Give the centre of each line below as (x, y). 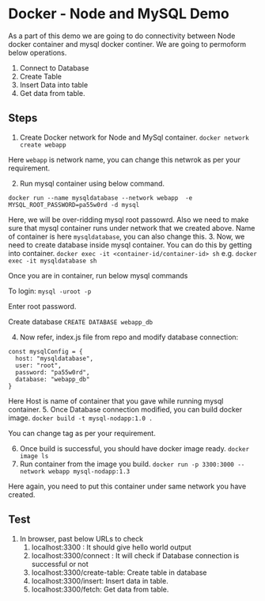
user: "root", (38, 366)
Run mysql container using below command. (92, 183)
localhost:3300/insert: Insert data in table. (100, 580)
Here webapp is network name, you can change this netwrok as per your (125, 159)
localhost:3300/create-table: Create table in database (119, 572)
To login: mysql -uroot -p (50, 291)
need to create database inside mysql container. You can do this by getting (130, 245)
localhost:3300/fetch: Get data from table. (100, 589)
